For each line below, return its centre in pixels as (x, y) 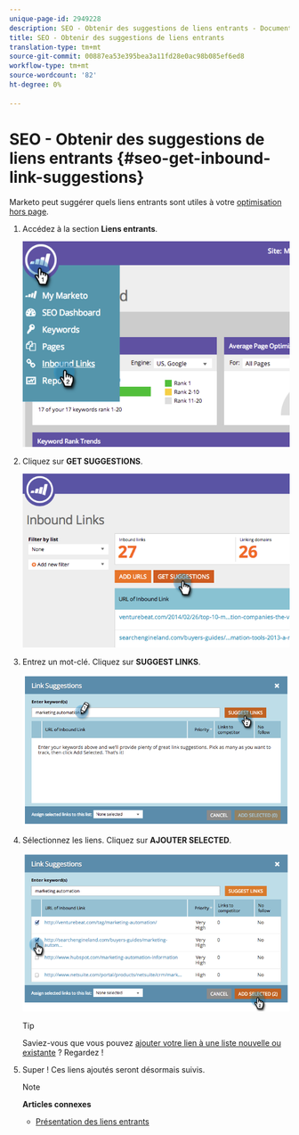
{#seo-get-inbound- (194, 158)
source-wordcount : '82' (53, 76)
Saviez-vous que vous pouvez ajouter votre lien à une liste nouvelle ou (152, 1042)
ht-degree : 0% (36, 85)
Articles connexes (57, 1104)
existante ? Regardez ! (63, 1052)
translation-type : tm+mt (55, 47)
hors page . (29, 211)
